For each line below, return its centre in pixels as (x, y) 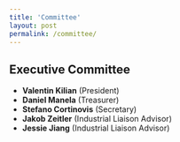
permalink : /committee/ (53, 34)
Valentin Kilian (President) (70, 91)
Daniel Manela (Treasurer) (70, 100)
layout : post (33, 26)
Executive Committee (70, 69)
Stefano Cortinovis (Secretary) (79, 109)
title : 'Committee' (45, 17)
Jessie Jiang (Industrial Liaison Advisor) (96, 128)
